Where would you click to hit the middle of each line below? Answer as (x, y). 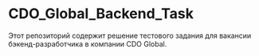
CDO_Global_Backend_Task (101, 14)
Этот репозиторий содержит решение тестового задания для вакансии (130, 35)
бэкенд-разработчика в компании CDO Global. (88, 43)
